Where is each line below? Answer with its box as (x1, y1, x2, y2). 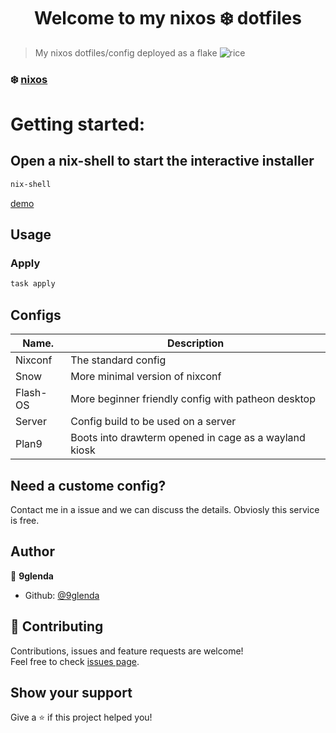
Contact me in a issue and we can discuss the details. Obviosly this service (10, 503, 320, 515)
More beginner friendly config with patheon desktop (70, 392, 316, 406)
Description (166, 336, 225, 350)
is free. (10, 514, 40, 526)
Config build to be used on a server (70, 415, 237, 429)
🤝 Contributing (10, 618, 104, 635)
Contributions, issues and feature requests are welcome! (10, 645, 244, 657)
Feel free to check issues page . (10, 655, 140, 667)
